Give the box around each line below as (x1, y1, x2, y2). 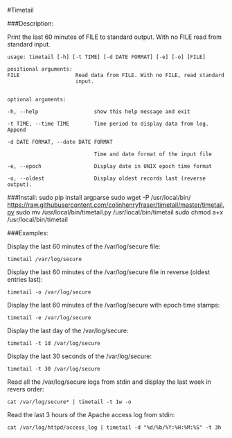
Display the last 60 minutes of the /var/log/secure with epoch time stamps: (7, 301, 220, 309)
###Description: (7, 19, 54, 27)
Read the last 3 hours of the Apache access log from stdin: (7, 411, 175, 419)
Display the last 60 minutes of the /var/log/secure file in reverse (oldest (7, 268, 210, 276)
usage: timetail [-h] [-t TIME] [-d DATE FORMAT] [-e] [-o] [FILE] (7, 53, 206, 60)
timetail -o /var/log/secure (7, 289, 91, 296)
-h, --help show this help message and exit (7, 108, 190, 115)
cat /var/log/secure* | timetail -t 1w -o (7, 398, 132, 405)
